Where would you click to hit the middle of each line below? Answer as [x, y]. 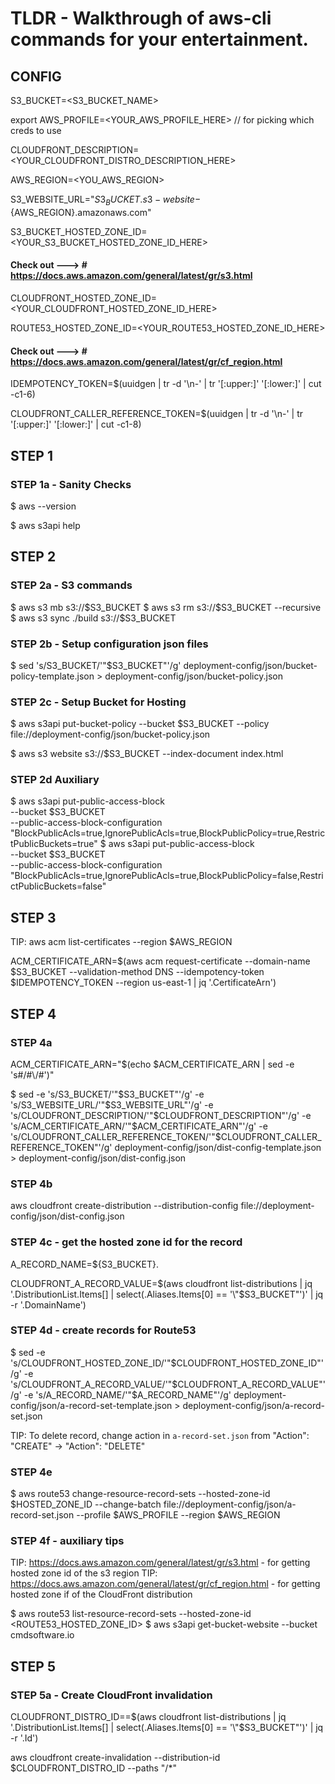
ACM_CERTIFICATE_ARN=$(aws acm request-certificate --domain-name [160, 961]
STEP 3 [33, 917]
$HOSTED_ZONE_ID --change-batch [86, 1504]
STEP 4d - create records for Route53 [103, 1330]
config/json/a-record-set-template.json [91, 1405]
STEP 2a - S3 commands [71, 585]
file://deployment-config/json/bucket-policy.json [110, 734]
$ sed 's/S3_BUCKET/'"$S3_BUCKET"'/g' [96, 665]
